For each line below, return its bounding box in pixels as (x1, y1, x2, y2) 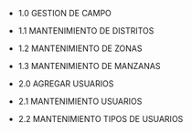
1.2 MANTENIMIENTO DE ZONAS (17, 43, 143, 54)
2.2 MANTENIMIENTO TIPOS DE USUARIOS (17, 114, 184, 124)
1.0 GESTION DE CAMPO (17, 8, 112, 18)
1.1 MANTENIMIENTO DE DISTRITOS (17, 25, 155, 36)
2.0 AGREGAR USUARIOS (17, 78, 114, 89)
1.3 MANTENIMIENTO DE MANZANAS (17, 61, 161, 71)
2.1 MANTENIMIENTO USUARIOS (17, 96, 143, 107)
